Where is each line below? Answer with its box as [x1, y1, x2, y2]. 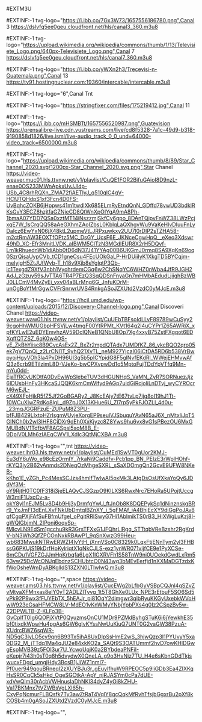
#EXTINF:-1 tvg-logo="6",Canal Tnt [6, 90, 93, 97]
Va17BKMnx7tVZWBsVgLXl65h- [6, 684, 85, 691]
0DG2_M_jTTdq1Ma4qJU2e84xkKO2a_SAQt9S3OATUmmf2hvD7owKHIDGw [6, 640, 195, 646]
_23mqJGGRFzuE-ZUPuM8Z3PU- [6, 406, 90, 412]
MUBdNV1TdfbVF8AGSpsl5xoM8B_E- [6, 424, 100, 431]
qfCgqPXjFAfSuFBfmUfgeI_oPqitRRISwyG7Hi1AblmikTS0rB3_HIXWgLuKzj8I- [6, 513, 195, 520]
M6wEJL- [6, 386, 30, 393]
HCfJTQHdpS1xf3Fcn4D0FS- [6, 196, 79, 202]
